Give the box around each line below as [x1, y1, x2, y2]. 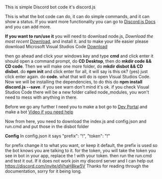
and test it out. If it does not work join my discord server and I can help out [5, 158, 154, 163]
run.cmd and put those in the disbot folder [5, 124, 89, 129]
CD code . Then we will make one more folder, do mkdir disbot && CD [5, 63, 144, 69]
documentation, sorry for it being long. [5, 168, 82, 174]
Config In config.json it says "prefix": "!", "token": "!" [5, 133, 110, 139]
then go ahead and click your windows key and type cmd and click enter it [5, 53, 154, 59]
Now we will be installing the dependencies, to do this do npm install [5, 79, 143, 85]
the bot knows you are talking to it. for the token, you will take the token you [5, 148, 156, 153]
